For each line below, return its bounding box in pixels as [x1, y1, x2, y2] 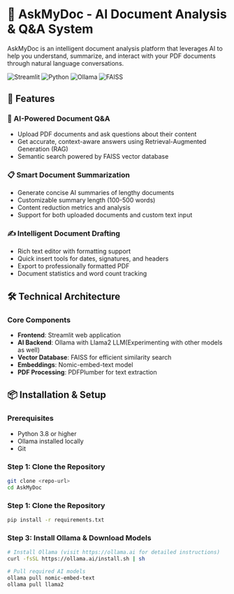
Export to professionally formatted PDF [17, 262, 130, 270]
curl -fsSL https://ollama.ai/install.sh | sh [7, 555, 145, 562]
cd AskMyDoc [7, 484, 42, 491]
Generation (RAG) [17, 145, 68, 153]
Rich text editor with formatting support [17, 247, 131, 256]
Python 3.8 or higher [17, 429, 77, 437]
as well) [17, 345, 41, 354]
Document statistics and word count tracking [17, 269, 147, 278]
